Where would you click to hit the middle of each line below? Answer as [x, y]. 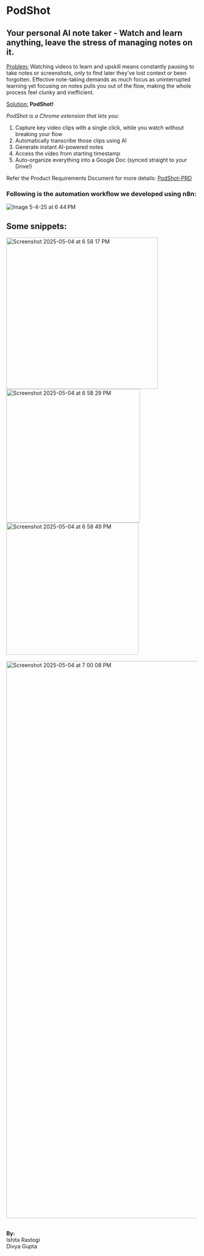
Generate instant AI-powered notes [59, 147]
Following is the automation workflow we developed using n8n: [101, 194]
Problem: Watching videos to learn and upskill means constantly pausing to [100, 67]
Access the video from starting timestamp [67, 153]
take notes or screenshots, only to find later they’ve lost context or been [97, 73]
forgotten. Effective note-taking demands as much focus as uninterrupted [98, 79]
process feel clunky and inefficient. [50, 92]
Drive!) [23, 166]
